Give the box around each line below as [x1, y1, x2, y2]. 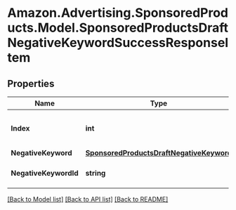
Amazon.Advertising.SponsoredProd [7, 5, 229, 21]
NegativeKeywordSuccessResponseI [7, 35, 229, 51]
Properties [7, 77, 55, 89]
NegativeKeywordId [11, 169, 79, 178]
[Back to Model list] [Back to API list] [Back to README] [7, 195, 169, 203]
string [85, 169, 106, 178]
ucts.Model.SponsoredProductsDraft [7, 20, 229, 36]
